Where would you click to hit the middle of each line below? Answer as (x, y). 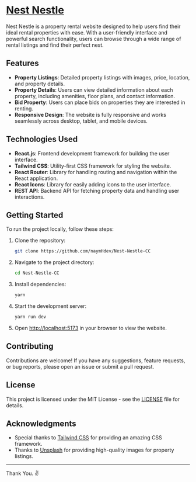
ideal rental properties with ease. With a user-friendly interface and (87, 32)
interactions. (29, 197)
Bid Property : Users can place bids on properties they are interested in (100, 102)
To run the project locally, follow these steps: (60, 229)
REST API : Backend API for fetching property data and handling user (97, 190)
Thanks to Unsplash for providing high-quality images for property (94, 450)
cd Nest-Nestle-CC (37, 273)
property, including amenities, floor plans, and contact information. (95, 96)
